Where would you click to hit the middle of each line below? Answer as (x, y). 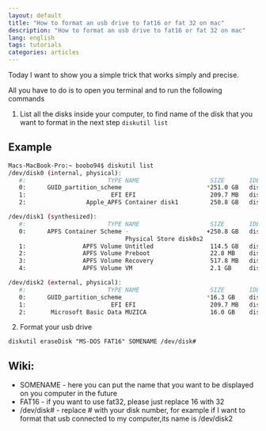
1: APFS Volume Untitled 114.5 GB (129, 246)
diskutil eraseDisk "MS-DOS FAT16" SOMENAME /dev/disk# (102, 341)
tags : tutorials (35, 45)
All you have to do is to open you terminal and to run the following (116, 90)
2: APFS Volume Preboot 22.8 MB (127, 254)
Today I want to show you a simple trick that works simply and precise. (123, 75)
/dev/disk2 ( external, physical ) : (65, 283)
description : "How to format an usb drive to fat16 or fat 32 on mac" (127, 30)
